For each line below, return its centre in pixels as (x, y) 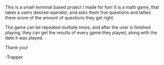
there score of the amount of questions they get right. (60, 18)
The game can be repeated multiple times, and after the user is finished (78, 27)
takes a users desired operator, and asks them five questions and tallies (78, 12)
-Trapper (14, 57)
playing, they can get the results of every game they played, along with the (81, 32)
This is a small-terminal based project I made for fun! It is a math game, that (82, 7)
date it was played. (24, 38)
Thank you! (17, 47)
